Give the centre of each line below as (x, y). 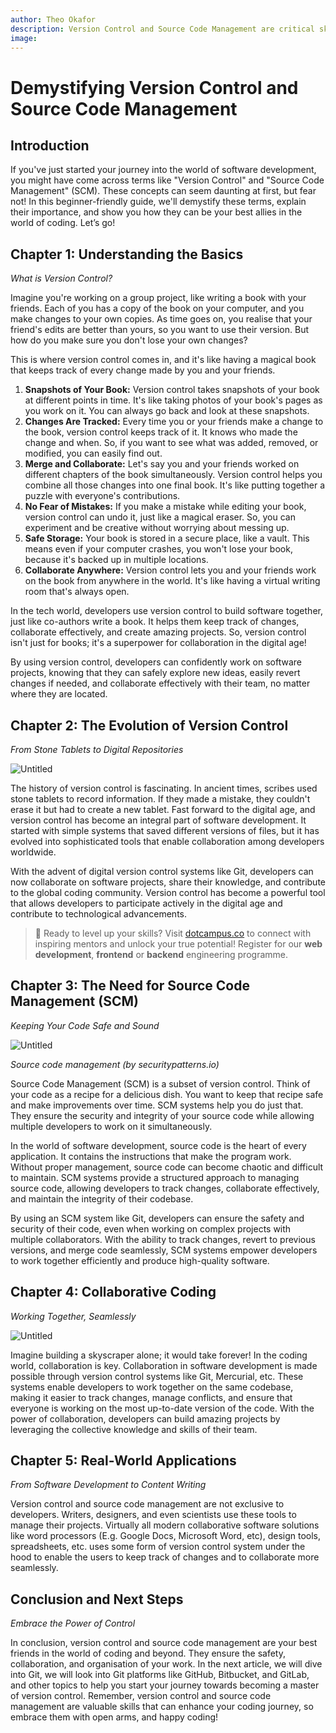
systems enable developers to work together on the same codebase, (152, 1387)
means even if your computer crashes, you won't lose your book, (158, 549)
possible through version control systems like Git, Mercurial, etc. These (157, 1376)
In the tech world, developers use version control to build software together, (166, 611)
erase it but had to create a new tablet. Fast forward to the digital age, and (163, 809)
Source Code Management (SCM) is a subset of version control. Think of (160, 1083)
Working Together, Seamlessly (73, 1316)
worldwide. (33, 852)
